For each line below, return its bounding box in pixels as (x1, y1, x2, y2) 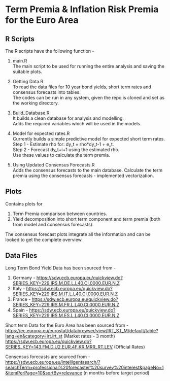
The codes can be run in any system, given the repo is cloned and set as (12, 95, 165, 100)
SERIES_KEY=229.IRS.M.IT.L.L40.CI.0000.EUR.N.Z (12, 291, 118, 297)
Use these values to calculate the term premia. (12, 152, 110, 158)
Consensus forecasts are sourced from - (5, 354, 90, 360)
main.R (12, 58, 27, 64)
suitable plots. (12, 68, 42, 75)
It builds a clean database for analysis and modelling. (12, 115, 124, 121)
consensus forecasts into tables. (12, 89, 81, 95)
